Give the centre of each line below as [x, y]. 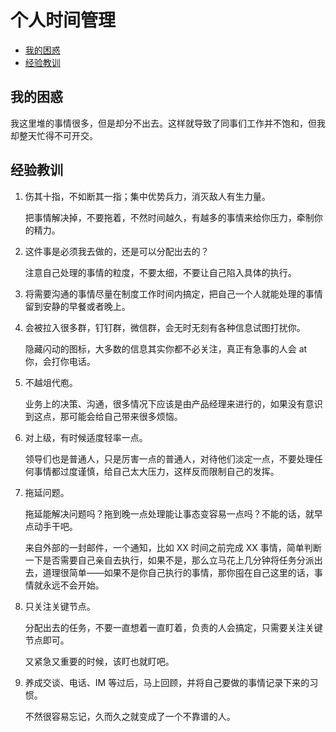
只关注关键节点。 [60, 606]
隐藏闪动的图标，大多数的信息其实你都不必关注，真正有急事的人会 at [166, 348]
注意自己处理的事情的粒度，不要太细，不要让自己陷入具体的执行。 [160, 272]
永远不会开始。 [73, 585]
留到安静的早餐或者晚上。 [77, 306]
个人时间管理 [63, 20]
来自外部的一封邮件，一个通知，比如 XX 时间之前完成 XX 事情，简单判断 [173, 547]
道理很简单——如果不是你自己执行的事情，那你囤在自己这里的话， [178, 572]
